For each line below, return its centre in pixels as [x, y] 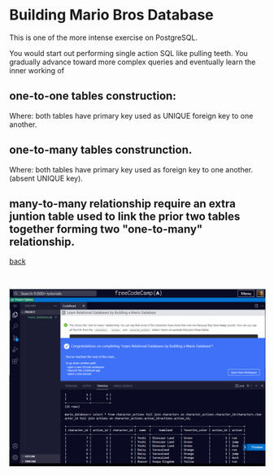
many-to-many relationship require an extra [123, 204]
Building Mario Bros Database [111, 15]
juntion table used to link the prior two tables [125, 216]
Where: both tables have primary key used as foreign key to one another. [131, 169]
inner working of [37, 70]
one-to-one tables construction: [93, 96]
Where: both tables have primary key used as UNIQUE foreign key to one [131, 115]
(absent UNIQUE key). [46, 178]
